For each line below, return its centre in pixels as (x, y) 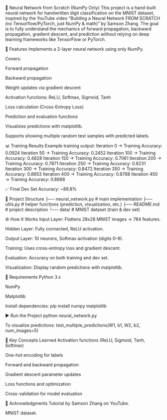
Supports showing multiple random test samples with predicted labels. (78, 136)
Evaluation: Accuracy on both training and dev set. (57, 258)
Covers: (13, 59)
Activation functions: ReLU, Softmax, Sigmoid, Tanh (58, 97)
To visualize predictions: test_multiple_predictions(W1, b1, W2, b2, (73, 325)
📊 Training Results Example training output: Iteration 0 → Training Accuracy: (84, 146)
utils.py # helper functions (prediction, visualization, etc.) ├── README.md (83, 204)
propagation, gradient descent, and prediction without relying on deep (77, 34)
